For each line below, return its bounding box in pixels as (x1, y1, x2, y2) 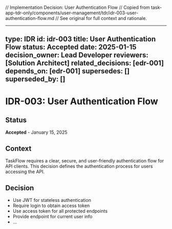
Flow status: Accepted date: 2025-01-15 (5, 43, 137, 52)
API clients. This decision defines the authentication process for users (5, 163, 153, 170)
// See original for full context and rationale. (55, 15, 147, 21)
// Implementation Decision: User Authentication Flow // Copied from (5, 5, 150, 10)
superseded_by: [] (5, 75, 66, 84)
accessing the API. (5, 169, 45, 175)
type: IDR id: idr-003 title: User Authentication (5, 35, 156, 44)
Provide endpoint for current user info (12, 214, 93, 220)
